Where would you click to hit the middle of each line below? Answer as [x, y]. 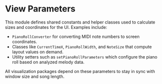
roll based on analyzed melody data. [48, 62]
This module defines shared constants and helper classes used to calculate [80, 22]
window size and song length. [35, 76]
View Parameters [40, 9]
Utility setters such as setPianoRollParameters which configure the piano [85, 57]
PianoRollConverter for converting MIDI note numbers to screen [76, 36]
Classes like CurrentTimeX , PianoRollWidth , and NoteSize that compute [82, 47]
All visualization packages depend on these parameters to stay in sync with [80, 71]
